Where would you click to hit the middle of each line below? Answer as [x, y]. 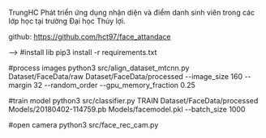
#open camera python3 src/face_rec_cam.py [84, 125]
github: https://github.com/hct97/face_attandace [90, 37]
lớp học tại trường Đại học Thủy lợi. [67, 21]
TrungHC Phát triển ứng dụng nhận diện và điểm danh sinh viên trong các [132, 13]
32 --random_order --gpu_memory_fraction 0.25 [115, 85]
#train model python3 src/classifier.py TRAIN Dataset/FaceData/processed [133, 100]
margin [20, 85]
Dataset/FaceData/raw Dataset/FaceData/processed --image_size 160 [126, 76]
